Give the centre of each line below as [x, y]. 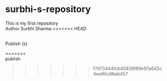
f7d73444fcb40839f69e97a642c [128, 68]
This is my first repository [32, 23]
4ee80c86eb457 [110, 73]
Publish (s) [16, 43]
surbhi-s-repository [48, 9]
